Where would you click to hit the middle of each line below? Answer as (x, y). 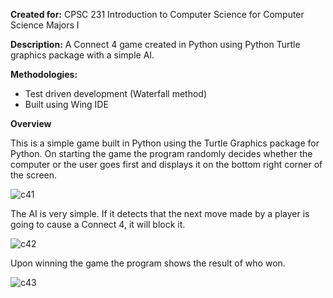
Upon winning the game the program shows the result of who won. (148, 263)
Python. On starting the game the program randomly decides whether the (161, 153)
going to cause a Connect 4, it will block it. (98, 224)
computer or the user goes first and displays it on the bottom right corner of (166, 164)
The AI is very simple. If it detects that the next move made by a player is (160, 213)
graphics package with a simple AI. (82, 55)
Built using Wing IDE (66, 104)
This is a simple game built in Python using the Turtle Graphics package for (165, 143)
